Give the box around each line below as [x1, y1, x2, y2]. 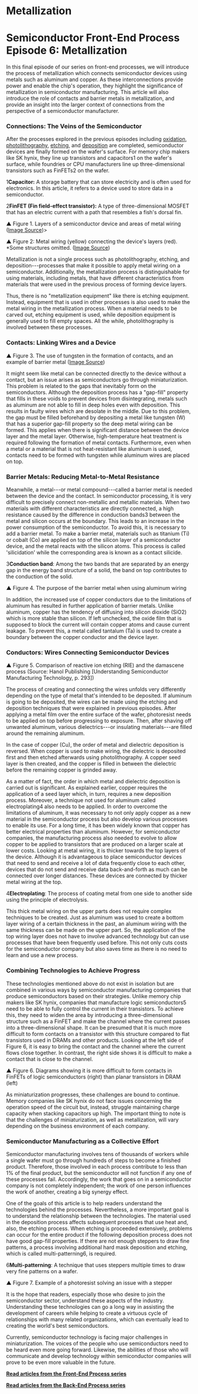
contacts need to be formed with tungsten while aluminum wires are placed [6, 451, 190, 459]
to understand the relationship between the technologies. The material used [6, 1212, 191, 1219]
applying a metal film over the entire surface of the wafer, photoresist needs [6, 711, 191, 718]
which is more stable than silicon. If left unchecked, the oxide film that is [6, 615, 182, 622]
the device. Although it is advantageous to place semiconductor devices [6, 853, 182, 860]
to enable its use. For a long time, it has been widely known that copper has [6, 822, 190, 829]
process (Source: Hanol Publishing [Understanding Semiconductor [6, 668, 168, 675]
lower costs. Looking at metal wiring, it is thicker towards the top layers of [6, 847, 186, 854]
